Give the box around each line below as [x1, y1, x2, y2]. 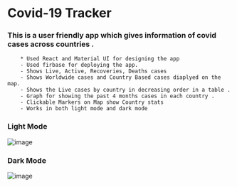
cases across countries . [7, 39, 95, 49]
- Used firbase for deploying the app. [20, 62, 139, 69]
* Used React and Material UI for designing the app [20, 55, 180, 63]
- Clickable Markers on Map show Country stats [20, 99, 164, 106]
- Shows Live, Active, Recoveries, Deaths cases [20, 68, 167, 75]
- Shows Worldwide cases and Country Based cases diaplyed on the [20, 74, 221, 81]
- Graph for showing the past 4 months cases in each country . [20, 92, 215, 100]
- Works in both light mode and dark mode [20, 105, 148, 112]
